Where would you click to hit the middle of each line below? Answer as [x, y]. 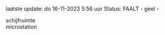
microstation [21, 27]
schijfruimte [21, 20]
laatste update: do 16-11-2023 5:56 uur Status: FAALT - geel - [82, 9]
